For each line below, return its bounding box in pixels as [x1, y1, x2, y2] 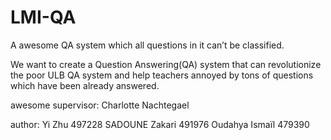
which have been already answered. [10, 79, 160, 91]
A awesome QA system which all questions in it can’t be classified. [10, 39, 285, 51]
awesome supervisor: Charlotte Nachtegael [10, 99, 190, 111]
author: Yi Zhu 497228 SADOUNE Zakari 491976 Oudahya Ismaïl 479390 [10, 118, 310, 130]
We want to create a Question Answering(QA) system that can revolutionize [10, 58, 322, 70]
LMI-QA [10, 6, 77, 29]
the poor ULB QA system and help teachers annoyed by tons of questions [10, 69, 314, 81]
